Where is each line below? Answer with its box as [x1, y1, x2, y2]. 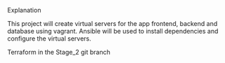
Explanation [7, 6, 41, 14]
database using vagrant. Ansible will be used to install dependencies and [7, 27, 219, 35]
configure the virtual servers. [7, 34, 91, 43]
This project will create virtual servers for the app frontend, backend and [7, 20, 218, 27]
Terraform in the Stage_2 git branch [7, 48, 110, 56]
